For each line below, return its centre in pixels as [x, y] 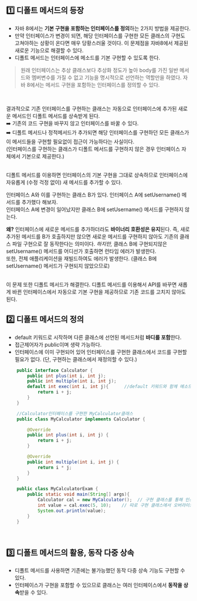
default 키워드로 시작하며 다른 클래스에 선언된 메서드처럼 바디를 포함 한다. [98, 337]
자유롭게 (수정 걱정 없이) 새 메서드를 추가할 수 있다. [64, 182]
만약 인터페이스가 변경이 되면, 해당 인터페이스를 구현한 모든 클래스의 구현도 [100, 35]
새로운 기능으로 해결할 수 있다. [49, 50]
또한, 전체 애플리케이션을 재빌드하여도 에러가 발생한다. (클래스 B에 [81, 258]
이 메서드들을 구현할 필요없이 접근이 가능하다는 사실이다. [70, 141]
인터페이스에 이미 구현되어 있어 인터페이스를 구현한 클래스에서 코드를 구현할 [101, 352]
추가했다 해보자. [40, 202]
